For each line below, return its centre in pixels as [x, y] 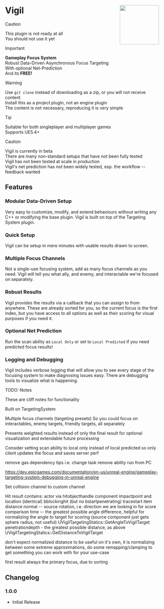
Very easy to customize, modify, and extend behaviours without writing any [81, 212]
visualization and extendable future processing [52, 439]
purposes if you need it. [29, 318]
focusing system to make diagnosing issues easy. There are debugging [77, 375]
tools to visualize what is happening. [41, 381]
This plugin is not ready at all [34, 33]
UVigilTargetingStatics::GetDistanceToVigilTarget [54, 533]
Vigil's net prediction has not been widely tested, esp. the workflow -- [75, 166]
